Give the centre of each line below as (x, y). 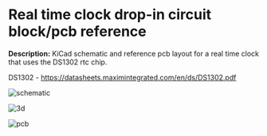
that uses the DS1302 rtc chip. (58, 62)
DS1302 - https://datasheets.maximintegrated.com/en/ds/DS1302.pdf (122, 77)
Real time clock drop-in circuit (110, 15)
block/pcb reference (78, 31)
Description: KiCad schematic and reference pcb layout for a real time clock (133, 53)
